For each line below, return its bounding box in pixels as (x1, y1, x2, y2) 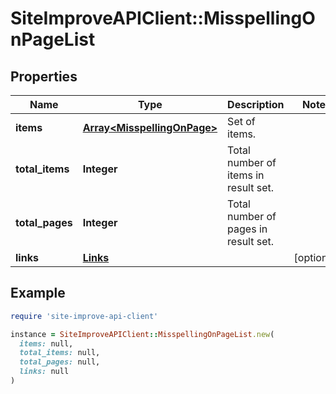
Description (227, 98, 285, 111)
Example (10, 285, 66, 302)
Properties (10, 68, 78, 85)
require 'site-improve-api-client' (10, 311, 159, 321)
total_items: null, (19, 348, 101, 358)
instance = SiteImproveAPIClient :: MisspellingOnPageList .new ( (10, 329, 275, 339)
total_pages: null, (19, 357, 101, 367)
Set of (227, 115, 256, 128)
